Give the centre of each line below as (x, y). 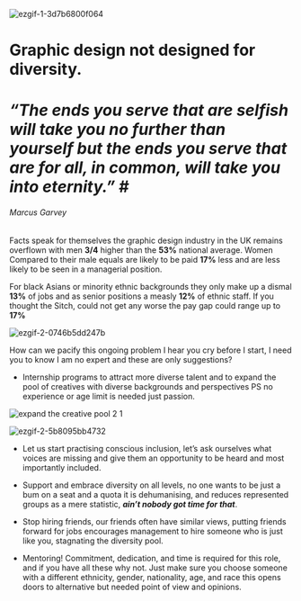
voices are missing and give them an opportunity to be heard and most (153, 458)
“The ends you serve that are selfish (149, 110)
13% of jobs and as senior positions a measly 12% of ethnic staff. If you (142, 296)
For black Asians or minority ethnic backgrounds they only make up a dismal (150, 286)
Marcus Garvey (38, 212)
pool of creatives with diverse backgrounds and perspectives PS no (148, 386)
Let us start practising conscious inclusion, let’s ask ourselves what (147, 448)
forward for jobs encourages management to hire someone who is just (152, 531)
